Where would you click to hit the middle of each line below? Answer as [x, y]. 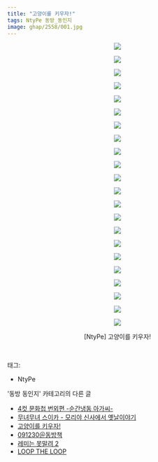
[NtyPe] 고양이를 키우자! [117, 337]
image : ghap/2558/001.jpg [45, 27]
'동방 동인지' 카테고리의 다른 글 [49, 394]
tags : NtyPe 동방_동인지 [39, 20]
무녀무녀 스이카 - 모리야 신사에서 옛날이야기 [77, 417]
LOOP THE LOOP [42, 451]
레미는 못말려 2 [38, 444]
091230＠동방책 [40, 435]
